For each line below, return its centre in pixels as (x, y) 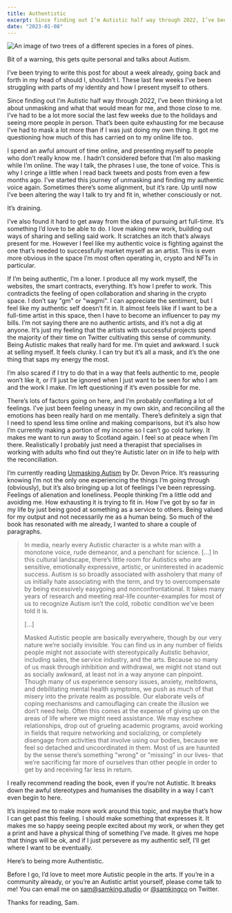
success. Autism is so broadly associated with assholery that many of (123, 574)
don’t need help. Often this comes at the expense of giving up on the (122, 711)
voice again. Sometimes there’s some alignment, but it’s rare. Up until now (112, 188)
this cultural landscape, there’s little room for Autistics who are (113, 560)
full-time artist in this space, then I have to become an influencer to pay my (114, 315)
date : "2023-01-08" (35, 26)
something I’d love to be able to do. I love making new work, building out (110, 229)
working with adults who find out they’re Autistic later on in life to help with (113, 452)
